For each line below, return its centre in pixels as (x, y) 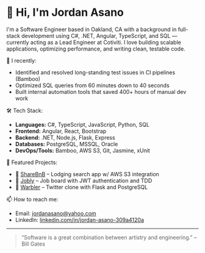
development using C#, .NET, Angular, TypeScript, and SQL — (99, 35)
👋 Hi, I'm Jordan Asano (65, 12)
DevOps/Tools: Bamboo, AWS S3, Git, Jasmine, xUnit (83, 150)
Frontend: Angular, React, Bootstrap (61, 131)
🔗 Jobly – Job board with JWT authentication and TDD (84, 180)
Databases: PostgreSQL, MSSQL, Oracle (67, 144)
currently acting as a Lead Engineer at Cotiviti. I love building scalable (94, 42)
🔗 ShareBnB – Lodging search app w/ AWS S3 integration (87, 174)
